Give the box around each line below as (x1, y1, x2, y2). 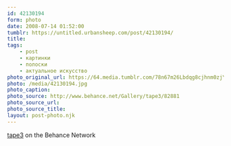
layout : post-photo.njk (7, 112, 76, 119)
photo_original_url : (7, 73, 67, 81)
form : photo (7, 16, 41, 23)
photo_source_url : (7, 99, 60, 106)
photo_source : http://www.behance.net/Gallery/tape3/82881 (7, 93, 180, 100)
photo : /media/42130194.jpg (7, 80, 88, 87)
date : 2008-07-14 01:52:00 (7, 23, 85, 29)
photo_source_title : (7, 106, 67, 112)
